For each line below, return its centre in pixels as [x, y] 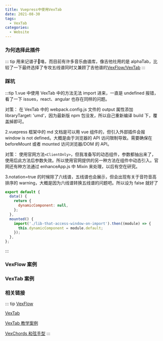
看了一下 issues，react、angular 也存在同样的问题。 [57, 99]
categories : [17, 28]
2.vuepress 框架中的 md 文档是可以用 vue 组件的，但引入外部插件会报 [75, 132]
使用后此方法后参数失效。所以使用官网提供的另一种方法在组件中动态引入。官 [82, 160]
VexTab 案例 [20, 278]
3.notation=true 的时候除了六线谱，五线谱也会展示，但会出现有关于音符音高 [81, 177]
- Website [19, 32]
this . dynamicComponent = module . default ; [61, 228]
